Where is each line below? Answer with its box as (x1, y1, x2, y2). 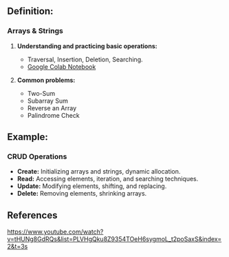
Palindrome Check (27, 111, 80, 119)
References (7, 209, 58, 221)
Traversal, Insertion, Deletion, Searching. (27, 55, 143, 63)
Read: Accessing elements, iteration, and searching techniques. (17, 175, 199, 183)
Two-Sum (27, 89, 56, 97)
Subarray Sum (27, 96, 69, 105)
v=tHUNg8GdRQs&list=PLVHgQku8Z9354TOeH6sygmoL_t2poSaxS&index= (7, 235, 222, 243)
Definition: (7, 6, 54, 17)
